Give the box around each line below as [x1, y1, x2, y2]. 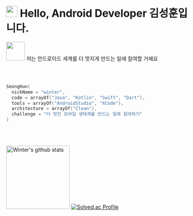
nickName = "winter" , [11, 89, 66, 95]
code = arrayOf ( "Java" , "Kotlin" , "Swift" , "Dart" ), [11, 95, 145, 101]
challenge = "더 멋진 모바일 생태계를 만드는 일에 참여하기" [11, 111, 143, 117]
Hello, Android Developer [20, 7, 147, 20]
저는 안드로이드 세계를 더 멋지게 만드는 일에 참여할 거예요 [26, 55, 158, 62]
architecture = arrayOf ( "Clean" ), [11, 106, 97, 112]
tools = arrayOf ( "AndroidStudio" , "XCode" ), [11, 100, 124, 106]
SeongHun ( [6, 83, 31, 89]
